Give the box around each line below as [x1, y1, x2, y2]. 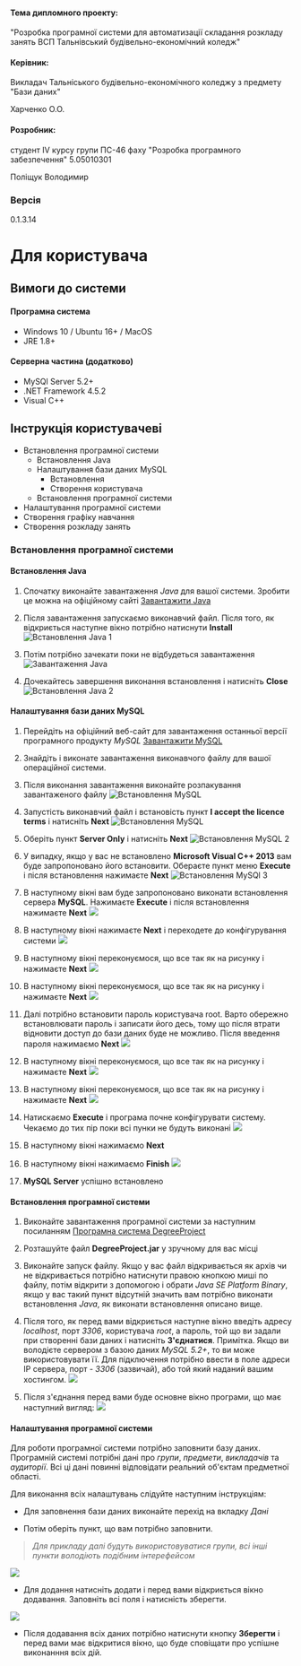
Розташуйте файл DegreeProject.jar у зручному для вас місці [22, 1243, 259, 1254]
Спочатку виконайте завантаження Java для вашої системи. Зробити [22, 586, 290, 596]
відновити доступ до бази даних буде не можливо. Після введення [22, 1028, 280, 1039]
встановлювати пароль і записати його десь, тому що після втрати [22, 1019, 280, 1029]
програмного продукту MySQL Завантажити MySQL [22, 735, 223, 746]
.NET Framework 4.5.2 [22, 386, 107, 396]
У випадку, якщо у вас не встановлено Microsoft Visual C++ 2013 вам [22, 851, 292, 862]
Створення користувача [49, 482, 143, 493]
